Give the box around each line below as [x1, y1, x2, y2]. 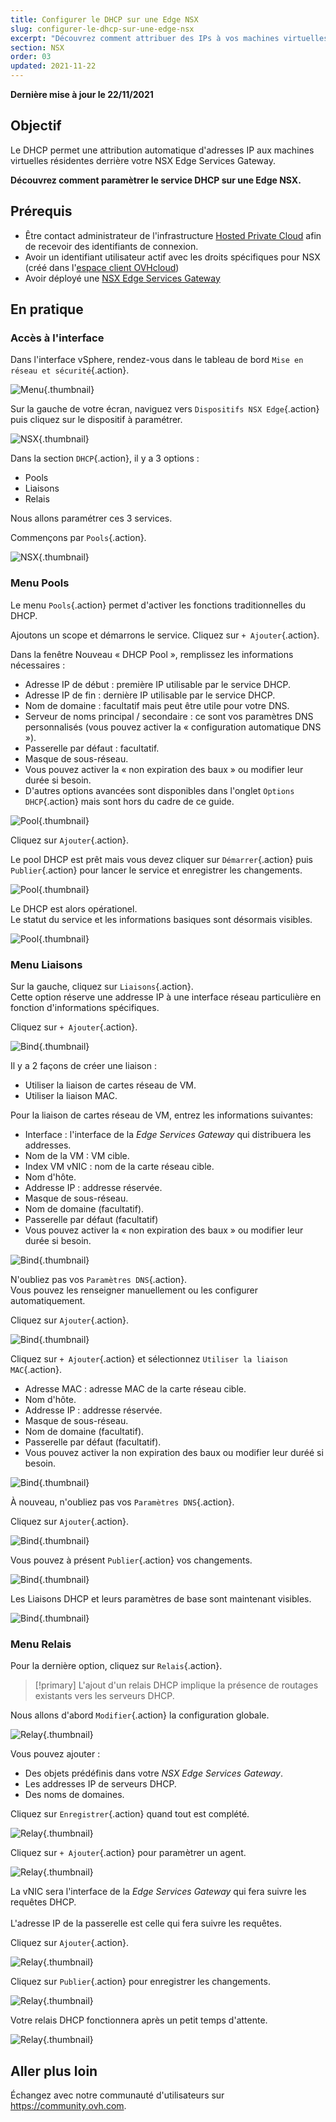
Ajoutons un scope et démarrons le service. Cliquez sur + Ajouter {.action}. [10, 629, 320, 641]
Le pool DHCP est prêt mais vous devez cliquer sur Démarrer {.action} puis [10, 853, 314, 865]
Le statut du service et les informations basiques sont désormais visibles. [10, 913, 313, 925]
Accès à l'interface [10, 331, 105, 345]
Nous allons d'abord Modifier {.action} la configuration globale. [10, 1709, 270, 1721]
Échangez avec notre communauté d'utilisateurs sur [10, 2089, 225, 2101]
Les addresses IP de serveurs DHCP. [24, 1778, 177, 1790]
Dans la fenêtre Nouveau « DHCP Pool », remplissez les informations [10, 648, 294, 660]
